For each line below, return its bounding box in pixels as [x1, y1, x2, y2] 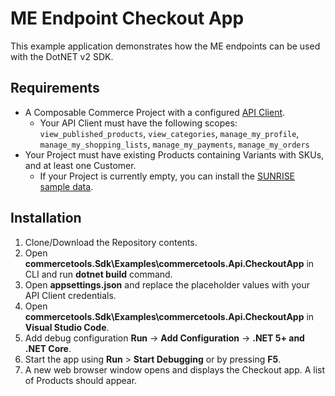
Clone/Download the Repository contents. [24, 236, 198, 248]
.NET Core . [24, 342, 72, 354]
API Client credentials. [24, 289, 117, 301]
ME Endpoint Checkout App [10, 7, 245, 30]
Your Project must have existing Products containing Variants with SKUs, [24, 148, 325, 161]
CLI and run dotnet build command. [24, 268, 173, 280]
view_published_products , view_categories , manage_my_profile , [39, 127, 300, 139]
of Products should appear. [24, 374, 138, 386]
